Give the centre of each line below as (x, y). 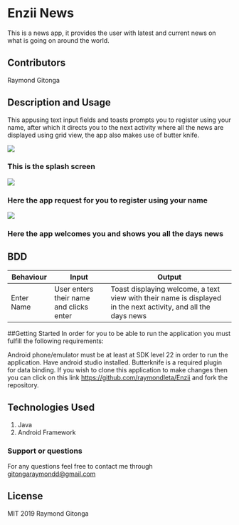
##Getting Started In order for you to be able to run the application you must (119, 333)
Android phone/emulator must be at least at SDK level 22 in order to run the (118, 355)
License (25, 496)
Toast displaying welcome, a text (165, 289)
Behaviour (30, 277)
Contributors (37, 63)
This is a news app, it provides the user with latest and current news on (112, 33)
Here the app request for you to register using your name (107, 200)
